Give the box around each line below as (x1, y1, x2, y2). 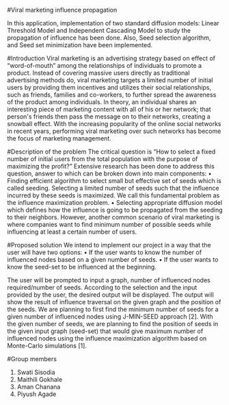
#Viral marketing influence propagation (7, 6, 118, 14)
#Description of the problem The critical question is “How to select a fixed (7, 147, 216, 156)
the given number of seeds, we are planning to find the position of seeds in (7, 320, 219, 328)
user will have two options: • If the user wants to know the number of (7, 248, 202, 256)
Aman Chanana (16, 383, 61, 391)
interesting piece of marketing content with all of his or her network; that (7, 106, 211, 113)
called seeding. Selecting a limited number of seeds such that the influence (7, 184, 219, 192)
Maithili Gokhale (16, 376, 63, 383)
